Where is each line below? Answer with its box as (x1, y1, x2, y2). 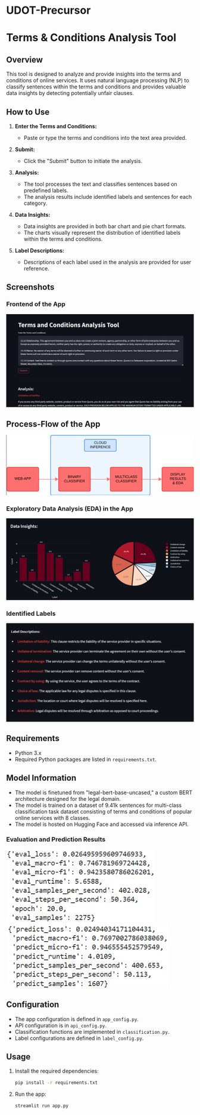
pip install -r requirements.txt (14, 1080, 98, 1086)
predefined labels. (23, 187, 68, 194)
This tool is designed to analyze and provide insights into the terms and (6, 70, 182, 78)
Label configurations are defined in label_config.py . (14, 1034, 144, 1042)
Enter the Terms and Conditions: (14, 123, 97, 130)
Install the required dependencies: (14, 1067, 99, 1075)
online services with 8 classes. (14, 814, 90, 821)
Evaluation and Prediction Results (6, 836, 106, 844)
